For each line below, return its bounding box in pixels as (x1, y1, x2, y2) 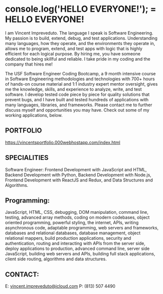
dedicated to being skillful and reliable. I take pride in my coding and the (5, 56, 151, 62)
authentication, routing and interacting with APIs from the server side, (5, 241, 145, 247)
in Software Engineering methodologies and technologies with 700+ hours (5, 76, 155, 82)
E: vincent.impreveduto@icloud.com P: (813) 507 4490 (5, 283, 116, 289)
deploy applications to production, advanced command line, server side (5, 246, 150, 251)
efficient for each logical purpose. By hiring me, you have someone (5, 50, 140, 57)
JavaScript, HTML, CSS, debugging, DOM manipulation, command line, (5, 209, 149, 215)
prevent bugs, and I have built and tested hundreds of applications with (5, 96, 149, 102)
